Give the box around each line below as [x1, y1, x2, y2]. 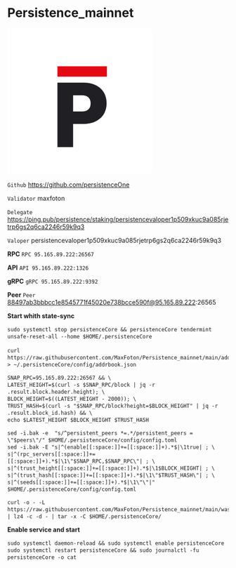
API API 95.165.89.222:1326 [7, 263, 89, 272]
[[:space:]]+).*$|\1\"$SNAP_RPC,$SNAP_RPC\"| [7, 458, 143, 465]
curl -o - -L [7, 498, 46, 506]
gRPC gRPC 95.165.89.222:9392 [7, 277, 98, 285]
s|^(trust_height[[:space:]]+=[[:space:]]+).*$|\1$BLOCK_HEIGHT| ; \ [7, 465, 216, 472]
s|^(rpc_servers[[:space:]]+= [7, 451, 96, 458]
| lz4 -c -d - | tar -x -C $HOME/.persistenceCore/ [7, 513, 162, 520]
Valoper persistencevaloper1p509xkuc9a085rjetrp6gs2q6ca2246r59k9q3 [7, 236, 222, 244]
